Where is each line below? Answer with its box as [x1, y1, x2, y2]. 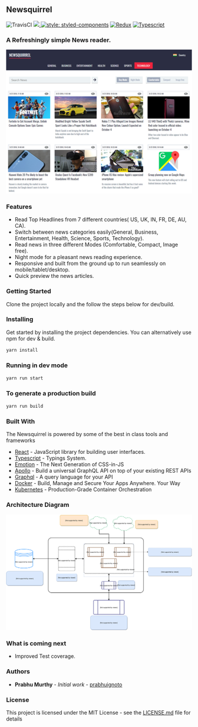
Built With [6, 417, 35, 425]
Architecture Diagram [6, 501, 70, 509]
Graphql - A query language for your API [14, 473, 113, 480]
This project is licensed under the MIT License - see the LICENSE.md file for [6, 709, 191, 716]
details [6, 715, 22, 722]
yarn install [6, 347, 38, 353]
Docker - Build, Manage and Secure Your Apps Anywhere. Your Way [14, 480, 181, 487]
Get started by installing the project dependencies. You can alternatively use [6, 329, 192, 336]
